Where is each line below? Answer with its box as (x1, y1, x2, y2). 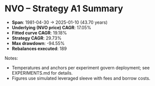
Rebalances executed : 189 (11, 45, 67, 51)
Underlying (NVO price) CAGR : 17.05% (11, 24, 92, 30)
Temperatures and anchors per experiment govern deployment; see (11, 65, 150, 71)
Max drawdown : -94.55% (11, 40, 65, 46)
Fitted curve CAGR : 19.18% (11, 30, 67, 36)
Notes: (4, 55, 18, 61)
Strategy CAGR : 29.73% (11, 35, 62, 41)
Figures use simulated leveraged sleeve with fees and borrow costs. (11, 75, 151, 81)
